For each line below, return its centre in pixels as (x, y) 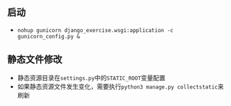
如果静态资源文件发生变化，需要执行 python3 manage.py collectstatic (117, 86)
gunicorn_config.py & (48, 36)
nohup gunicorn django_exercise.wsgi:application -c (95, 30)
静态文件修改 (35, 60)
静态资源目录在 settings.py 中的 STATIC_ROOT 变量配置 (91, 77)
